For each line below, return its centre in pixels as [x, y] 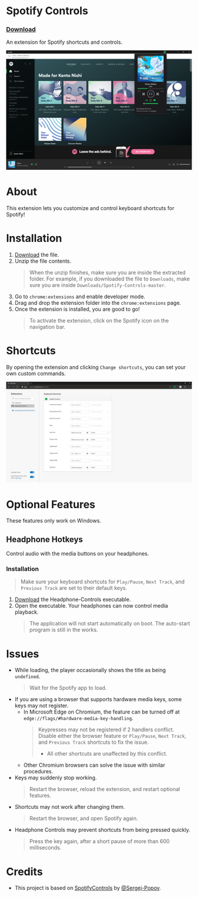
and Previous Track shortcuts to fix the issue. [93, 742]
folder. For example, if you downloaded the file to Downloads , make [110, 279]
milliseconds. [45, 848]
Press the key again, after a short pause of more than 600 [99, 841]
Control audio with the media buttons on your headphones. [77, 554]
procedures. [38, 772]
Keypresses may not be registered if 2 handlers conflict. [106, 730]
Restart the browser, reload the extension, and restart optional [105, 789]
